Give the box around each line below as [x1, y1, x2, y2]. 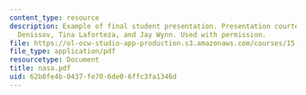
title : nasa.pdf [9, 64, 71, 73]
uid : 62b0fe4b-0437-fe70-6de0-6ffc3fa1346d [9, 72, 178, 81]
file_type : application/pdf [9, 47, 117, 56]
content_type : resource [9, 13, 100, 23]
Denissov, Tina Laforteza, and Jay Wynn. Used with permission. [17, 30, 267, 39]
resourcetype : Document [9, 55, 100, 64]
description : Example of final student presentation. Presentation [9, 22, 271, 31]
